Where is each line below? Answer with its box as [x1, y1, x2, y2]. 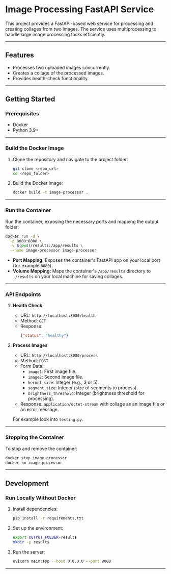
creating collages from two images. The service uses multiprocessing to [5, 26, 157, 32]
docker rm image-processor [5, 460, 63, 465]
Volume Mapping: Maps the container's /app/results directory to [12, 268, 151, 274]
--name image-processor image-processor [10, 248, 97, 253]
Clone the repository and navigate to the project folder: [12, 156, 128, 162]
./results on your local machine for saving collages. [12, 273, 124, 280]
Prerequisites [5, 110, 39, 117]
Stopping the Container [5, 434, 65, 441]
